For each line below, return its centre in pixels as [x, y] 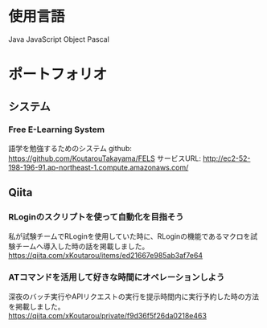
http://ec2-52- [226, 158]
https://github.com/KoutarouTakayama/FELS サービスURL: [105, 158]
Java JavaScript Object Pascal [59, 39]
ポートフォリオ [58, 74]
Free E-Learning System [57, 129]
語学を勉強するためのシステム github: [70, 148]
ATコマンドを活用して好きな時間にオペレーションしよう [117, 277]
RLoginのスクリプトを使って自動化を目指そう [96, 217]
